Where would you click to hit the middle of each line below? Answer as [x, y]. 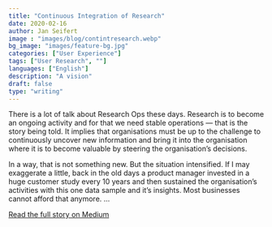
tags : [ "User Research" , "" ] [58, 62]
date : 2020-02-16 [38, 24]
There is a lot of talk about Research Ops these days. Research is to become [136, 114]
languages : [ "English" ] [49, 69]
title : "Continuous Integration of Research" [86, 16]
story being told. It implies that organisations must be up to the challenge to [135, 131]
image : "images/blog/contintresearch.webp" [85, 39]
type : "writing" [36, 91]
